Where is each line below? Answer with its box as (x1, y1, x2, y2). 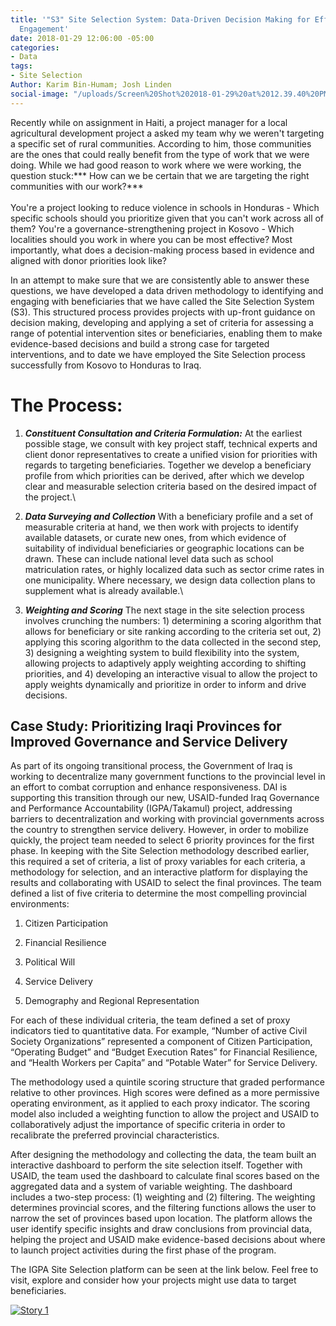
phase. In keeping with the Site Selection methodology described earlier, (10, 845, 310, 857)
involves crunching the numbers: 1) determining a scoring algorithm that (24, 614, 322, 626)
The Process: (10, 394, 123, 416)
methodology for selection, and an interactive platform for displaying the (10, 866, 309, 878)
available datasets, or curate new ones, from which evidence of (24, 531, 287, 543)
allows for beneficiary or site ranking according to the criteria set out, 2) (24, 625, 322, 637)
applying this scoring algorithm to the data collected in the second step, (24, 636, 322, 648)
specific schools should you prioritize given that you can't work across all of (10, 212, 325, 224)
